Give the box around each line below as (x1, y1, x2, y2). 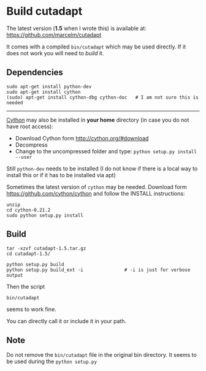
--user (15, 154, 32, 160)
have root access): (6, 123, 53, 130)
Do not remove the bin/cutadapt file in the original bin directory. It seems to (6, 351, 197, 359)
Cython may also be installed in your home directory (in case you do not (6, 116, 189, 123)
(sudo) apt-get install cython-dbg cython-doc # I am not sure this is (6, 94, 199, 101)
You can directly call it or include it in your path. (6, 317, 127, 324)
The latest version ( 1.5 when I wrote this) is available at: (6, 25, 147, 32)
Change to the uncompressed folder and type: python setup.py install (15, 147, 197, 155)
